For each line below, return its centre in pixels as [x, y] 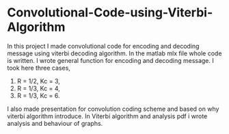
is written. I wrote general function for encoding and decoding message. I [110, 60]
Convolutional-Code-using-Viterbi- [110, 13]
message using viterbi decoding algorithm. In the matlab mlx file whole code [114, 53]
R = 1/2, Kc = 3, [38, 81]
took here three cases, [39, 68]
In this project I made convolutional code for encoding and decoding [103, 46]
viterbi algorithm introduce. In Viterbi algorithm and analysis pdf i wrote [107, 116]
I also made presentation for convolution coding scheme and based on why [113, 109]
